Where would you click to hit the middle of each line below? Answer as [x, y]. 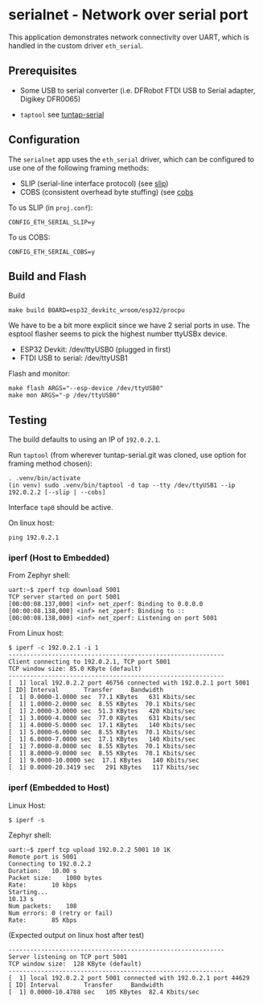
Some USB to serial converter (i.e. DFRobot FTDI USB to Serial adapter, [138, 90]
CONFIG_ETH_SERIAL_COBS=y [51, 252]
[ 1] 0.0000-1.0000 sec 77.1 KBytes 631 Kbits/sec [102, 697]
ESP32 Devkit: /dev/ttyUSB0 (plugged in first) [95, 350]
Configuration [44, 140]
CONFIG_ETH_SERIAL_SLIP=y [51, 222]
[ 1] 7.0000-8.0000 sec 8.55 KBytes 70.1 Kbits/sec [102, 747]
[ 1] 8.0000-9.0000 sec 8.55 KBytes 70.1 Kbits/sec [102, 754]
